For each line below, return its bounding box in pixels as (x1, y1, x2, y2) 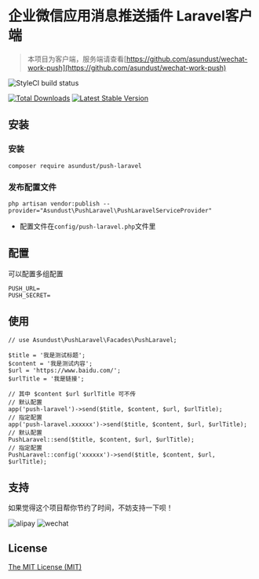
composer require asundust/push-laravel (8, 162, 143, 169)
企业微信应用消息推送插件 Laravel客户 (8, 7, 254, 25)
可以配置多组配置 (8, 268, 64, 279)
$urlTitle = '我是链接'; (8, 374, 85, 383)
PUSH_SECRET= (8, 291, 51, 299)
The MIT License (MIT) (8, 563, 82, 572)
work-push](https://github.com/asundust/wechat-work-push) (27, 63, 227, 72)
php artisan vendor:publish (8, 199, 100, 208)
